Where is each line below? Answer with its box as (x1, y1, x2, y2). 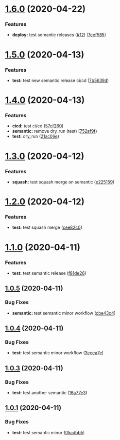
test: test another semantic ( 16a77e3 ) (12, 389, 87, 396)
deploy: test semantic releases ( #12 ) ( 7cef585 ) (12, 32, 106, 38)
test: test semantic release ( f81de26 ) (12, 270, 86, 276)
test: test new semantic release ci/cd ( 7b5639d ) (12, 77, 109, 83)
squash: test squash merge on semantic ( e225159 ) (12, 179, 115, 185)
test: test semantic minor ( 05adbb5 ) (12, 429, 85, 435)
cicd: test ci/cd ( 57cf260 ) (12, 123, 64, 129)
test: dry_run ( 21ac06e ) (12, 133, 59, 140)
